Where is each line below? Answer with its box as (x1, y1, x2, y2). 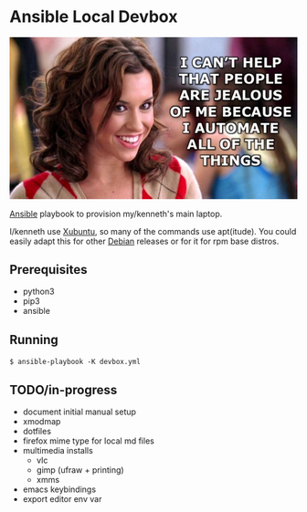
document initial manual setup (22, 406, 137, 417)
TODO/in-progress (9, 381, 118, 398)
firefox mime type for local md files (22, 435, 155, 446)
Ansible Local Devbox (9, 6, 178, 27)
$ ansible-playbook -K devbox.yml (9, 358, 142, 367)
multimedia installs (22, 444, 93, 455)
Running (9, 331, 59, 348)
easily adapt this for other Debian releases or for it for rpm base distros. (9, 235, 280, 246)
